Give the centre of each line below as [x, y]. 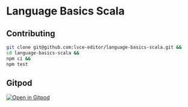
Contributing [31, 34]
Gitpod [19, 83]
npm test [17, 64]
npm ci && [19, 59]
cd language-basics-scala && [43, 53]
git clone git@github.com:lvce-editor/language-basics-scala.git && [94, 47]
